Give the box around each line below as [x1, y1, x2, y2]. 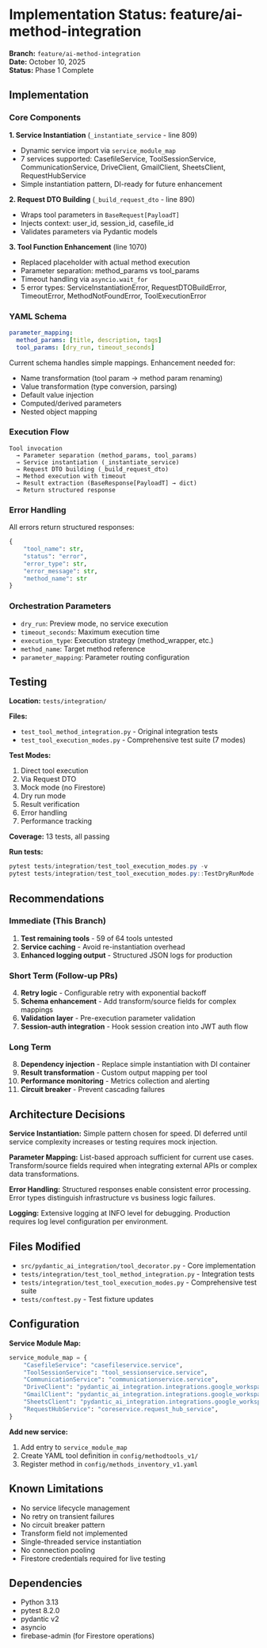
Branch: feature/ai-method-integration [9, 48, 141, 58]
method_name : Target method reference [20, 644, 146, 653]
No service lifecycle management [20, 1503, 130, 1513]
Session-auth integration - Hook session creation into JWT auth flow [20, 1022, 249, 1031]
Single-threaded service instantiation [20, 1536, 142, 1546]
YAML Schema [9, 310, 67, 322]
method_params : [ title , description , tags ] [16, 336, 162, 344]
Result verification [20, 800, 80, 809]
